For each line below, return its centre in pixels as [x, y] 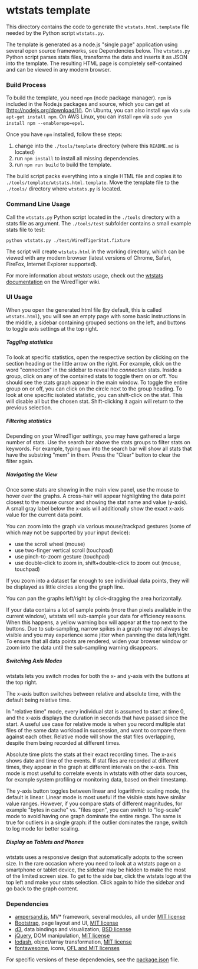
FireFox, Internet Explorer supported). [52, 264]
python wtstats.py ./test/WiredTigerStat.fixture [68, 240]
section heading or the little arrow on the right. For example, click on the [94, 363]
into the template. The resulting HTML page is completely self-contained [94, 63]
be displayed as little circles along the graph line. [65, 587]
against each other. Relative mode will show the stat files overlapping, [91, 737]
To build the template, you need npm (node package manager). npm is [89, 98]
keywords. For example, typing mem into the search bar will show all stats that [99, 448]
